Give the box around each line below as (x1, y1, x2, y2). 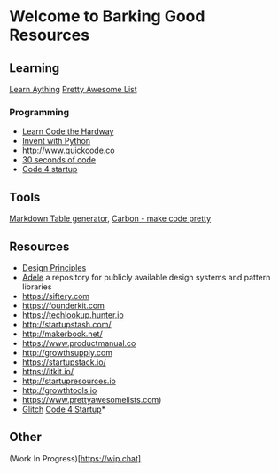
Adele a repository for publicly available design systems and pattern (21, 272, 271, 282)
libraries (21, 281, 52, 292)
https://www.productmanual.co (21, 337, 136, 348)
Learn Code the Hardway (21, 126, 114, 137)
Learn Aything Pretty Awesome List (9, 84, 137, 94)
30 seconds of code (21, 154, 96, 165)
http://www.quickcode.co (21, 145, 115, 156)
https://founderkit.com (21, 300, 105, 311)
